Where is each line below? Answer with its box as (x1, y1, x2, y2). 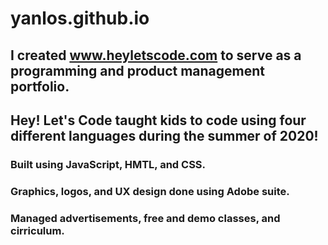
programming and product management (10, 62, 266, 79)
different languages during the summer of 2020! (10, 127, 319, 144)
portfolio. (10, 78, 70, 95)
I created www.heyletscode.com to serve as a (10, 47, 302, 64)
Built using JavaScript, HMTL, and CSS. (10, 157, 207, 171)
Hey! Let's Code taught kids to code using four (10, 112, 307, 129)
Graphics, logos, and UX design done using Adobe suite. (10, 184, 290, 198)
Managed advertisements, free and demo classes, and (10, 211, 281, 225)
